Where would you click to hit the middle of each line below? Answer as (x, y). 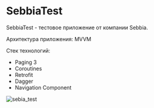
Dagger (24, 81)
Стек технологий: (28, 50)
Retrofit (24, 75)
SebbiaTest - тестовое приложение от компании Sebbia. (77, 27)
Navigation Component (43, 87)
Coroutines (28, 68)
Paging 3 (26, 62)
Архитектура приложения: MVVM (49, 39)
